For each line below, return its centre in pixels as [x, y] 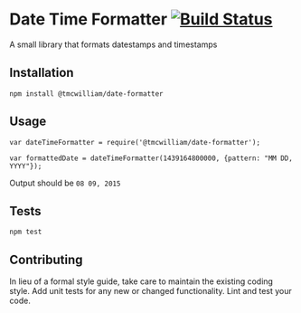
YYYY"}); [26, 166]
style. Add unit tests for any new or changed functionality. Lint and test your [150, 291]
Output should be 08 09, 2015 [65, 183]
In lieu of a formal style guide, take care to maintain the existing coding [141, 281]
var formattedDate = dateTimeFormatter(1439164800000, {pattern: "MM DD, [151, 158]
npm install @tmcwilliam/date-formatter [87, 94]
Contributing [46, 259]
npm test [26, 232]
